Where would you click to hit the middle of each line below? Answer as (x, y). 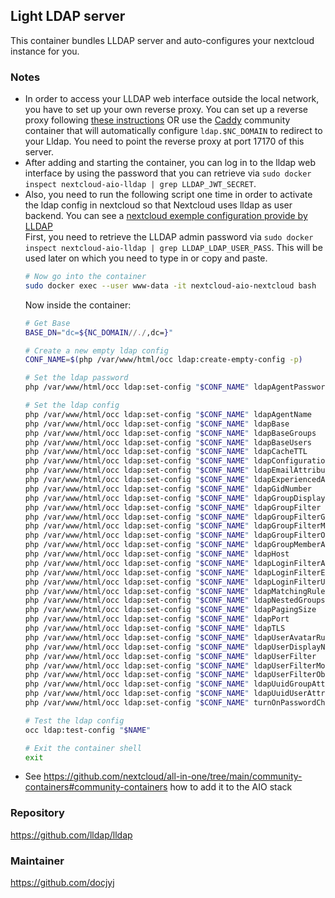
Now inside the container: (78, 305)
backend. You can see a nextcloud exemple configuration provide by (166, 216)
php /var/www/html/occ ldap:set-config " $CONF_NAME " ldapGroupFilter (173, 507)
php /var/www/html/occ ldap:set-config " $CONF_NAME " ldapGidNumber (168, 489)
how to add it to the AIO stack (231, 787)
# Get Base (47, 323)
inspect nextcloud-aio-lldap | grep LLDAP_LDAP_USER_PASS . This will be (173, 248)
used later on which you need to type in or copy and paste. (146, 258)
